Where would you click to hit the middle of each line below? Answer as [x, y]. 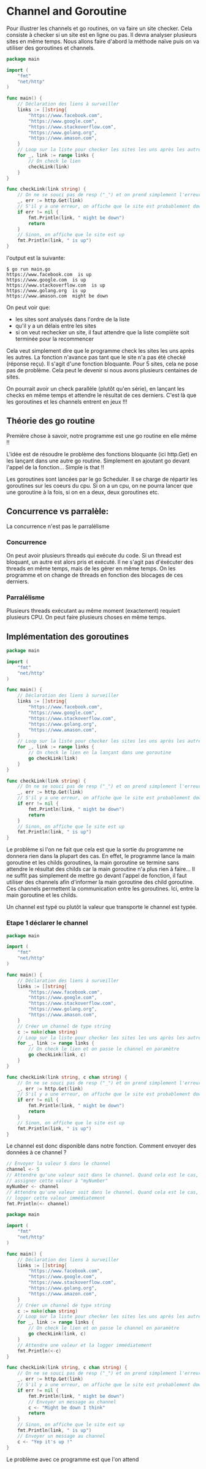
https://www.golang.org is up [46, 291]
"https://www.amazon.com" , [63, 1294]
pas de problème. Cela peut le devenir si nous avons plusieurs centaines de [102, 370]
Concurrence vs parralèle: [58, 511]
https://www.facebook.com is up [49, 275]
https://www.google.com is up [46, 280]
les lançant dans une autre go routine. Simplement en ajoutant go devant [98, 461]
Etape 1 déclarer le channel [47, 923]
